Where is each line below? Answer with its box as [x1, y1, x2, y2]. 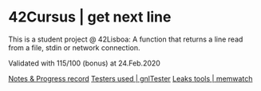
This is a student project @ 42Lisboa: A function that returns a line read [8, 34, 243, 44]
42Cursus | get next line [8, 8, 172, 26]
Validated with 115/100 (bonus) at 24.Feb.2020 [8, 58, 161, 68]
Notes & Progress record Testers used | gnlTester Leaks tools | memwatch [8, 73, 253, 83]
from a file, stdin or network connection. [8, 42, 141, 52]
